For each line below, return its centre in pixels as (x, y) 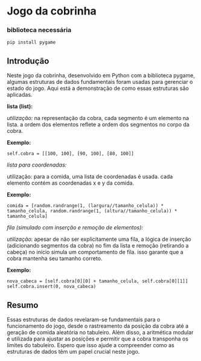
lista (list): (20, 106)
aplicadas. (20, 95)
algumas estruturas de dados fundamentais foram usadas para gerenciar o (100, 82)
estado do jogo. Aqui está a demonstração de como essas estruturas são (98, 88)
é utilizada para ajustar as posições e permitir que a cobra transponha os (98, 339)
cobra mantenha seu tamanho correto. (55, 258)
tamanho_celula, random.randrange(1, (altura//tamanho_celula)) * (92, 211)
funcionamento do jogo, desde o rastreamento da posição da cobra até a (98, 326)
